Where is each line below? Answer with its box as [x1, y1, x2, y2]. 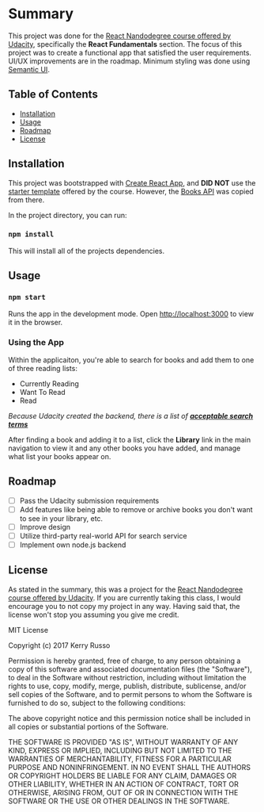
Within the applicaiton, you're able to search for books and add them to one [8, 354, 255, 365]
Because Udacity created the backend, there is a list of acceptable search [8, 411, 254, 420]
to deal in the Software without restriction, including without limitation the [8, 672, 247, 682]
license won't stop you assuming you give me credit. [8, 610, 179, 619]
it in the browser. [8, 317, 63, 327]
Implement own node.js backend [19, 540, 126, 550]
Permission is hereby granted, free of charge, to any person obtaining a [8, 656, 241, 665]
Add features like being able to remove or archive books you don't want [19, 504, 253, 514]
